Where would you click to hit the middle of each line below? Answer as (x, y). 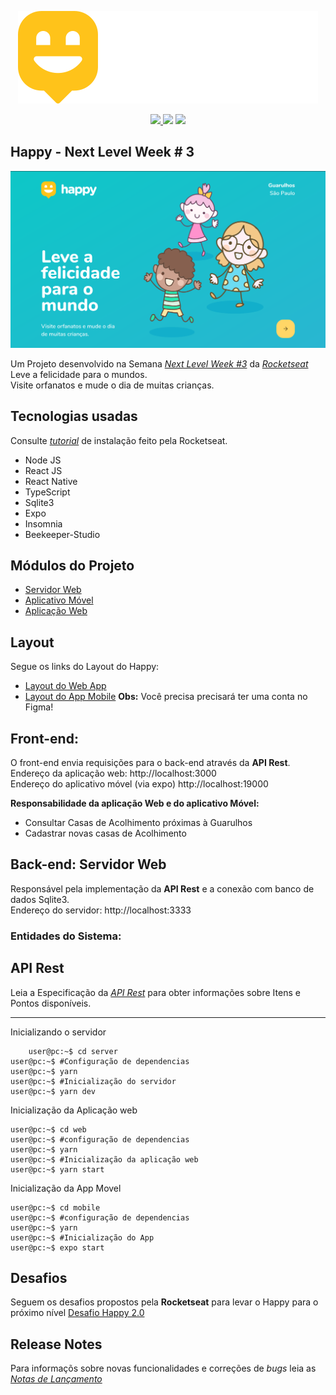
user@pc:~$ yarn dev (53, 1091)
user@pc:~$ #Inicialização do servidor (93, 1081)
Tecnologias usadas (74, 416)
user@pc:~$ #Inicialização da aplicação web (104, 1159)
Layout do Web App (65, 686)
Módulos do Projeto (72, 566)
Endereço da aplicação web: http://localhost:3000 (113, 773)
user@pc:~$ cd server (73, 1051)
